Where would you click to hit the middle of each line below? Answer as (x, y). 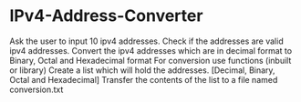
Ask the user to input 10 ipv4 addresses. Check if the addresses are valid (147, 41)
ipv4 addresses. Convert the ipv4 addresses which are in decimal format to (151, 50)
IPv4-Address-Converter (106, 16)
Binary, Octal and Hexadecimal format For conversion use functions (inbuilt (150, 60)
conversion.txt (36, 89)
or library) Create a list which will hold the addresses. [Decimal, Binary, (142, 70)
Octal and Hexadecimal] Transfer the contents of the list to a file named (144, 79)
